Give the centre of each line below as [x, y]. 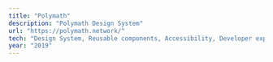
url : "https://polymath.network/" [67, 31]
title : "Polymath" [39, 16]
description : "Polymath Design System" [76, 23]
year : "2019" [30, 46]
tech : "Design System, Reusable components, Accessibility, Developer [130, 38]
